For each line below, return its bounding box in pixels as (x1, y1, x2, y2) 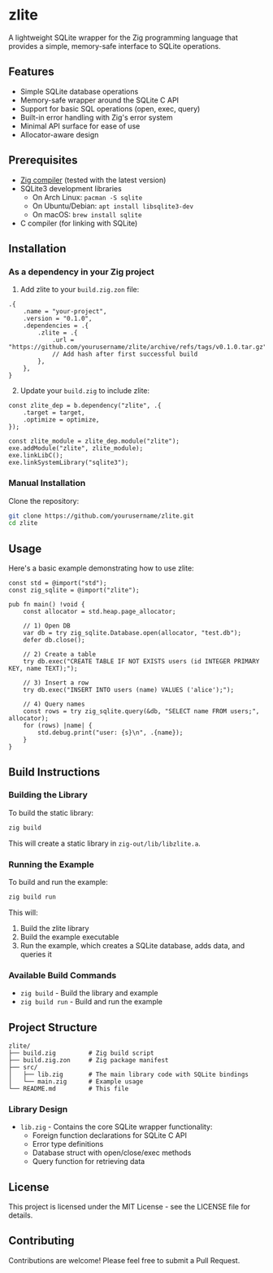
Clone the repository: (8, 496, 80, 505)
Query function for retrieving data (32, 1157, 145, 1166)
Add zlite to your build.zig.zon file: (19, 285, 140, 295)
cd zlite (8, 519, 38, 527)
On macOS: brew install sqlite (32, 209, 142, 219)
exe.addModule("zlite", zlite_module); (8, 444, 144, 453)
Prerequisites (8, 153, 78, 168)
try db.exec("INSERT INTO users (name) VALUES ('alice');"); (23, 686, 234, 694)
